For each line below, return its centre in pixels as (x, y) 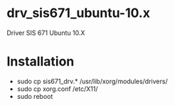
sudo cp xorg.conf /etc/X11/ (57, 89)
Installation (41, 62)
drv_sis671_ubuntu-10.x (79, 13)
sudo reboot (35, 96)
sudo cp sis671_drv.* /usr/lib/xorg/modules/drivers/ (92, 81)
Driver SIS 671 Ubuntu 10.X (46, 33)
